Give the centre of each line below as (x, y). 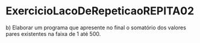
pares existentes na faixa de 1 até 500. (53, 33)
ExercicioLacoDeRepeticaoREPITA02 (100, 11)
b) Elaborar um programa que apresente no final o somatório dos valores (96, 27)
